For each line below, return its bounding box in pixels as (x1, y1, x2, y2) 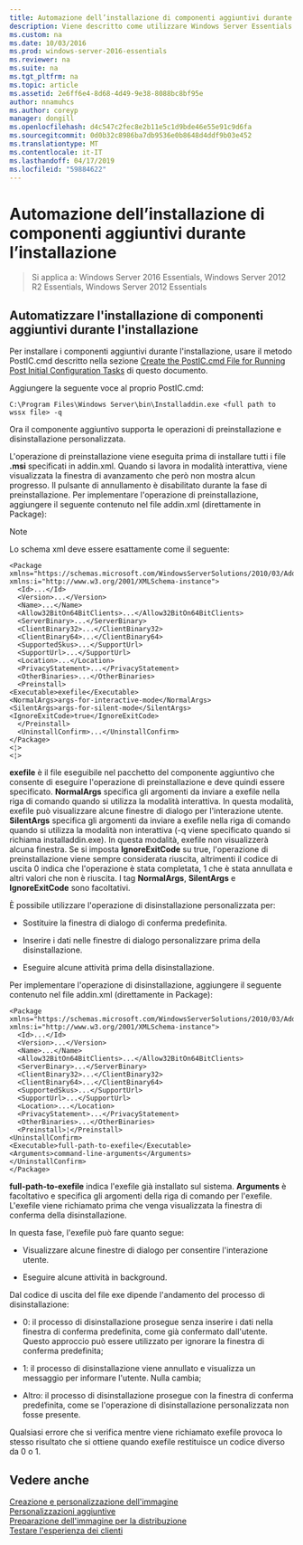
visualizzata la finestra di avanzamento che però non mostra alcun (9, 470, 255, 481)
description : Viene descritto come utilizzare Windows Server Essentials (9, 22, 293, 31)
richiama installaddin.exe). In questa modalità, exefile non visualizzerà (9, 834, 269, 846)
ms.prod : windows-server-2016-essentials (9, 47, 168, 56)
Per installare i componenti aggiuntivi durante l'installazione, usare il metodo (9, 346, 293, 357)
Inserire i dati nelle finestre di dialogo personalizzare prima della (22, 935, 261, 946)
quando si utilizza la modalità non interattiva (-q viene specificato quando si (9, 825, 291, 836)
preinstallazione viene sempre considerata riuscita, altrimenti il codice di (9, 854, 278, 865)
